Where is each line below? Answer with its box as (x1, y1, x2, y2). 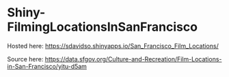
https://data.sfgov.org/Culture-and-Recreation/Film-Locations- (44, 55, 222, 63)
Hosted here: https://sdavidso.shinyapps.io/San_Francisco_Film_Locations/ (7, 42, 219, 50)
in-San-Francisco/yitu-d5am (7, 62, 87, 70)
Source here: (7, 55, 44, 63)
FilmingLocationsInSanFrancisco (7, 19, 198, 35)
